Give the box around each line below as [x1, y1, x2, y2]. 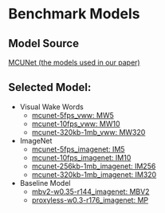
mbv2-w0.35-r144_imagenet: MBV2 [31, 187, 150, 196]
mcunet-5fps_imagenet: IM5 [31, 144, 125, 154]
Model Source [8, 37, 80, 50]
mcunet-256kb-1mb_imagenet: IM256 [31, 161, 156, 171]
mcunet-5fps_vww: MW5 [31, 110, 114, 120]
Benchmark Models [8, 5, 140, 23]
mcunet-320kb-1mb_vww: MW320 [31, 127, 146, 136]
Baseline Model [19, 178, 71, 187]
